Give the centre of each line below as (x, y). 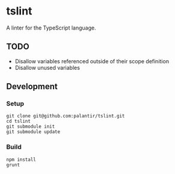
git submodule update (33, 132)
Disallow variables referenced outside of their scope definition (92, 61)
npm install (21, 160)
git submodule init (31, 127)
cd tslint (19, 122)
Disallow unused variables (47, 67)
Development (32, 86)
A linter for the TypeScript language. (51, 28)
